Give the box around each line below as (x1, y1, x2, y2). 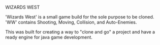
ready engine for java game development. (5, 34, 93, 40)
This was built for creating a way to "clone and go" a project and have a (5, 29, 155, 34)
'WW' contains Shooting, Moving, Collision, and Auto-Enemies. (5, 19, 137, 25)
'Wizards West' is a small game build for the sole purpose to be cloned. (5, 14, 154, 19)
